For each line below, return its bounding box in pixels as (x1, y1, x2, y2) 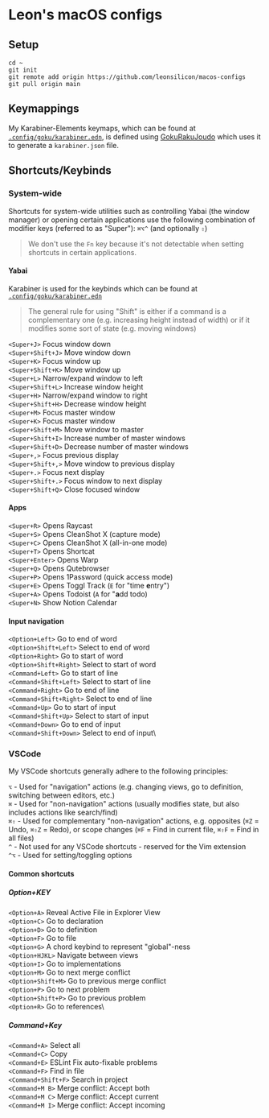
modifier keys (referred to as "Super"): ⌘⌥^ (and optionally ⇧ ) (8, 223, 208, 233)
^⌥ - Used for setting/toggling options (8, 851, 132, 860)
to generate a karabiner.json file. (8, 140, 119, 150)
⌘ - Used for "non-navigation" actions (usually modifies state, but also (8, 799, 239, 809)
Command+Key (8, 1020, 63, 1029)
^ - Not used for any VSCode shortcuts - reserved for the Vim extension (8, 842, 247, 852)
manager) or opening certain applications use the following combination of (8, 215, 255, 225)
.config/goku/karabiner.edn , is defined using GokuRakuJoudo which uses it (8, 131, 261, 142)
